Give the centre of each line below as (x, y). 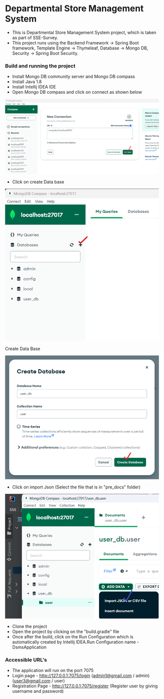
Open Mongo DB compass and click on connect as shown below (77, 92)
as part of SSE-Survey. (35, 38)
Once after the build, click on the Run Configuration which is (72, 637)
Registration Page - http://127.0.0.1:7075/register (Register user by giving (85, 686)
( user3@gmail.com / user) (38, 681)
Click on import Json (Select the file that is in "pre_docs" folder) (76, 487)
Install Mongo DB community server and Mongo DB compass (73, 77)
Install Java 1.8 (27, 82)
